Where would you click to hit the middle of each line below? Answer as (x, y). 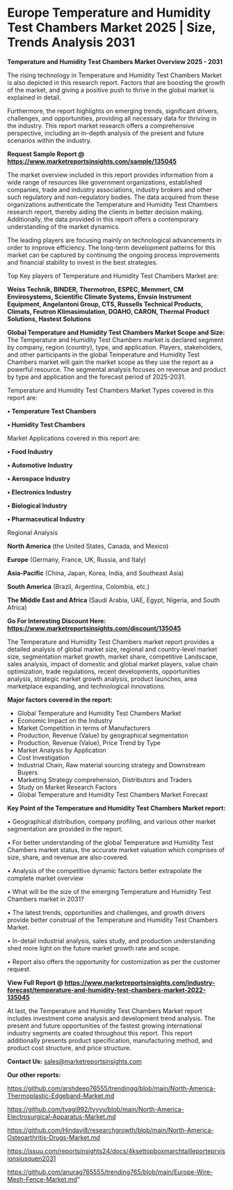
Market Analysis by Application (62, 750)
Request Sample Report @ (46, 154)
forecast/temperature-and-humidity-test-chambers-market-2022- (107, 989)
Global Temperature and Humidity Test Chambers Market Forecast (113, 794)
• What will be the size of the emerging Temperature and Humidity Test (109, 891)
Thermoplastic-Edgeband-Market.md (61, 1095)
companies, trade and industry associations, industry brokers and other (110, 189)
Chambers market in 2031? (46, 899)
